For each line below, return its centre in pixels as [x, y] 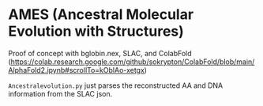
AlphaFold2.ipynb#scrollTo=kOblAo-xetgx [76, 70]
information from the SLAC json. [60, 93]
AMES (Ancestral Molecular [101, 15]
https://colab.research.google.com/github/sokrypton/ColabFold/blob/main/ [133, 62]
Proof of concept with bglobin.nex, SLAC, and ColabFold [100, 53]
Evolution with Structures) [96, 31]
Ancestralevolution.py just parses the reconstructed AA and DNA [116, 85]
